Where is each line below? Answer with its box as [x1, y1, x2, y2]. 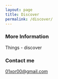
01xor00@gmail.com [5, 68, 48, 74]
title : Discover [5, 12, 39, 17]
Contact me [5, 57, 35, 64]
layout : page [5, 7, 33, 12]
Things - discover [5, 44, 42, 50]
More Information [5, 33, 49, 40]
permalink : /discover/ [5, 16, 53, 21]
